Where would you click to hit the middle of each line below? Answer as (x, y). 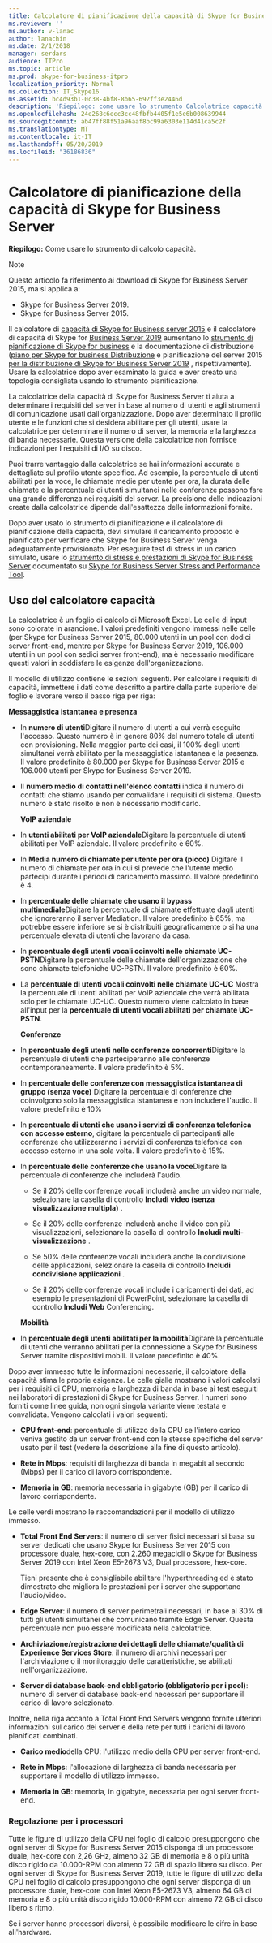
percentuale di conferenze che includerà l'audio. (101, 1175)
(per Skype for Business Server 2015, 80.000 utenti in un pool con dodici (130, 637)
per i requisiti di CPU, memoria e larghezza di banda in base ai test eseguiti (133, 1388)
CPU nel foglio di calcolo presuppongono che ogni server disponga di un (130, 1882)
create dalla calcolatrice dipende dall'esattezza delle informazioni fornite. (130, 507)
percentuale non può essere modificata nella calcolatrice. (116, 1628)
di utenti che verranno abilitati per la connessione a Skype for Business (138, 1347)
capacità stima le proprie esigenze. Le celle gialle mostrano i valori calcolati (134, 1380)
